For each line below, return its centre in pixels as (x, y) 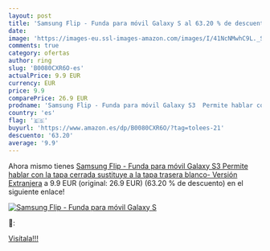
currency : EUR (32, 83)
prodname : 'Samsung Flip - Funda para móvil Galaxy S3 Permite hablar (131, 105)
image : (19, 38)
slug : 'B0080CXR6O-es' (46, 68)
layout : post (30, 16)
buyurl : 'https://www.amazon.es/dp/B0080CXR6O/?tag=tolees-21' (117, 128)
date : (17, 31)
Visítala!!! (23, 238)
